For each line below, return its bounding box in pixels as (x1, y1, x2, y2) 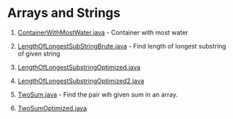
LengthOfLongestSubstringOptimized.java (17, 63, 141, 71)
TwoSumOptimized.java (17, 104, 87, 112)
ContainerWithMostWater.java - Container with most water (17, 28, 189, 37)
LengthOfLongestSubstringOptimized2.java (17, 76, 144, 85)
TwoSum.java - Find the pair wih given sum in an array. (17, 90, 178, 99)
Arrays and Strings (7, 5, 120, 21)
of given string (17, 49, 60, 58)
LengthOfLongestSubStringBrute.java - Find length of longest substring (17, 42, 227, 50)
